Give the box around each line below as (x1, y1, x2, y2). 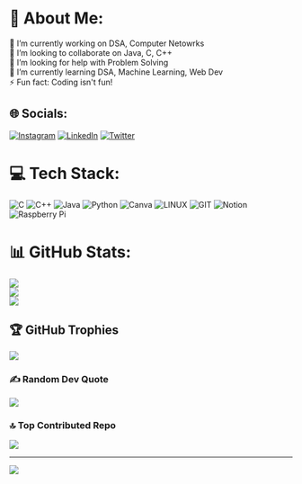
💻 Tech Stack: (9, 163, 120, 184)
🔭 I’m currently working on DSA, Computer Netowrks (9, 38, 205, 49)
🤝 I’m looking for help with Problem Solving (9, 57, 169, 67)
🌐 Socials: (9, 106, 68, 121)
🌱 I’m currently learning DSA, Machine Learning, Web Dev (9, 67, 223, 77)
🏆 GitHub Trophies (9, 323, 120, 338)
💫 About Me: (9, 8, 104, 29)
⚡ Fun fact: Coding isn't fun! (9, 76, 113, 87)
